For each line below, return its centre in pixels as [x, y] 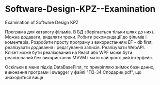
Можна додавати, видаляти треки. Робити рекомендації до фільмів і [76, 37]
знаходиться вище [24, 77]
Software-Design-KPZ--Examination [80, 9]
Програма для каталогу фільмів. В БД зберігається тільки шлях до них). [80, 32]
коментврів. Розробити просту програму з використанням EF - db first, [79, 42]
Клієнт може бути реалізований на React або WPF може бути [69, 52]
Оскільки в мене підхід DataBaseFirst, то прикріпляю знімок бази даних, [80, 67]
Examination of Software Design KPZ [42, 22]
